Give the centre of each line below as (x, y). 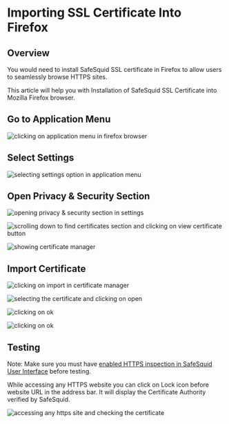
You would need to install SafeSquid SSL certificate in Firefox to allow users (114, 70)
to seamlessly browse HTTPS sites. (58, 77)
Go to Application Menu (59, 119)
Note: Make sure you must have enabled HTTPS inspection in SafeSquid (110, 364)
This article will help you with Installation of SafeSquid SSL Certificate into (112, 90)
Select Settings (41, 158)
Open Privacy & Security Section (79, 196)
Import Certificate (47, 269)
